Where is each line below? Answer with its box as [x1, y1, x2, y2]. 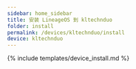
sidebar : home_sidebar [7, 10, 72, 17]
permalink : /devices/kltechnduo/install [7, 29, 126, 36]
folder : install [7, 23, 54, 29]
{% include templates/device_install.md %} [7, 54, 130, 62]
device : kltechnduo [7, 36, 64, 42]
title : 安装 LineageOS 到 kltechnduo [7, 16, 113, 23]
